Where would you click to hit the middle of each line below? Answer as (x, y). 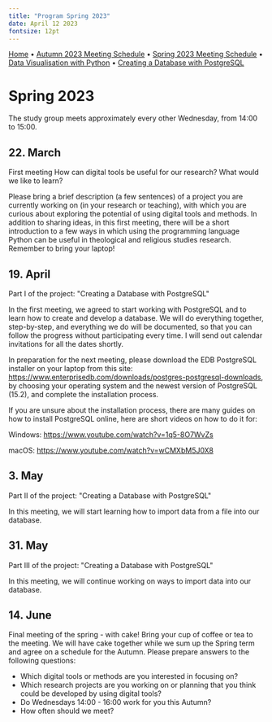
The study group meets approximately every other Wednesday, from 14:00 (133, 118)
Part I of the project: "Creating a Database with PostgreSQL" (109, 293)
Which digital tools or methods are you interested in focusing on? (129, 676)
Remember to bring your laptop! (62, 248)
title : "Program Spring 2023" (60, 16)
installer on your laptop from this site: (71, 368)
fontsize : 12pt (34, 31)
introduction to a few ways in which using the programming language (124, 231)
